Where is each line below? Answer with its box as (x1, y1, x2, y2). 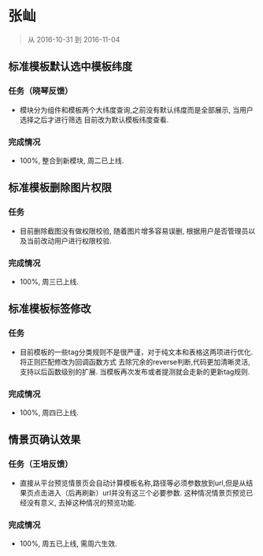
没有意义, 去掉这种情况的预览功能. (26, 498, 136, 507)
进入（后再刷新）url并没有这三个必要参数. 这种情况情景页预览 (46, 487, 246, 497)
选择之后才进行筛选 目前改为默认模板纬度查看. (19, 115, 169, 124)
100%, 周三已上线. (19, 276, 79, 286)
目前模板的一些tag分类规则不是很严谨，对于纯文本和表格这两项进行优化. (19, 347, 254, 357)
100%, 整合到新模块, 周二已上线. (19, 155, 124, 165)
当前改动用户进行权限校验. (26, 235, 112, 245)
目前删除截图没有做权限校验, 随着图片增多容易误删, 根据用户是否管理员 (19, 226, 249, 235)
